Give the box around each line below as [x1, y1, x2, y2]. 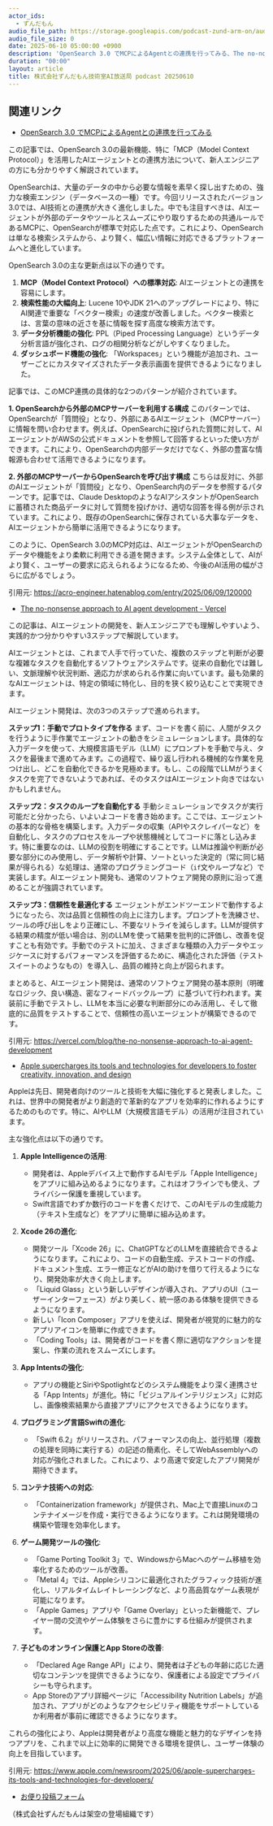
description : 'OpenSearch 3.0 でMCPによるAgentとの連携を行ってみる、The [8, 50, 245, 58]
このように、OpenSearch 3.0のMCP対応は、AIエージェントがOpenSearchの [8, 540, 262, 549]
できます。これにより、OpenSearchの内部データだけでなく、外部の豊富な [8, 445, 256, 454]
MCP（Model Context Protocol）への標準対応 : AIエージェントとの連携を [19, 278, 265, 288]
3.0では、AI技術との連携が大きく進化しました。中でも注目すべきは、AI [8, 202, 246, 212]
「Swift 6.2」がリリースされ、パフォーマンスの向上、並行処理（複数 [32, 1435, 262, 1445]
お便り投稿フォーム [19, 1792, 85, 1802]
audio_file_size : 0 [8, 34, 75, 43]
